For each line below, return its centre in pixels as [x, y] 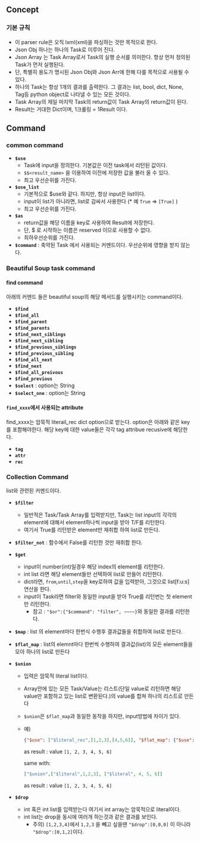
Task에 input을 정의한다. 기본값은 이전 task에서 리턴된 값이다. [96, 165]
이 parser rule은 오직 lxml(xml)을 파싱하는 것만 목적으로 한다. [86, 42]
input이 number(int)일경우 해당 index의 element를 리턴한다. [94, 567]
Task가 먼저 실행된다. [40, 64]
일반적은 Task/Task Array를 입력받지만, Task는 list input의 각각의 [100, 515]
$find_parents [32, 328]
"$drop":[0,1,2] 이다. [58, 831]
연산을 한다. [37, 589]
